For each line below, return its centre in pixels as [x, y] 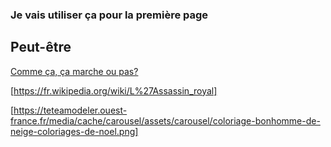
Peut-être [41, 47]
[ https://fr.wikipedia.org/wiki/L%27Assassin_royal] [114, 90]
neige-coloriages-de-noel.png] [74, 131]
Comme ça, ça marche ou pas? [74, 71]
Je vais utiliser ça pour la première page [109, 15]
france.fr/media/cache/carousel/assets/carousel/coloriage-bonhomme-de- [165, 120]
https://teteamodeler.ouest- [70, 110]
